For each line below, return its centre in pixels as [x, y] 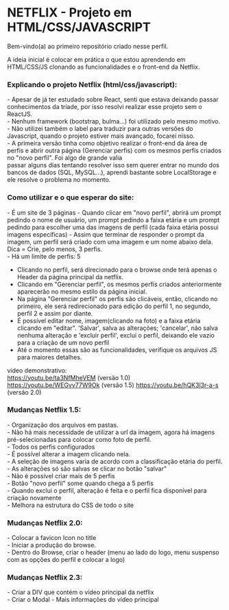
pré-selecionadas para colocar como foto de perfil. [79, 439]
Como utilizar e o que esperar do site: [71, 198]
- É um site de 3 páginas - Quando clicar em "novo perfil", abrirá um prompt [114, 212]
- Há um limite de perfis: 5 [44, 256]
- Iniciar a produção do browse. [51, 545]
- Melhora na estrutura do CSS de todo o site [71, 505]
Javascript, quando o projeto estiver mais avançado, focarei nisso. [101, 136]
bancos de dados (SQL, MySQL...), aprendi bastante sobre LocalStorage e [112, 172]
